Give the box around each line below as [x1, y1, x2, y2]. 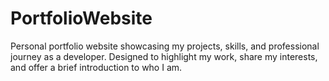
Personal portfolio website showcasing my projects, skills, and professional [10, 40, 320, 52]
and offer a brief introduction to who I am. [10, 61, 183, 73]
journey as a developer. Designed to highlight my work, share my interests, [10, 50, 318, 62]
